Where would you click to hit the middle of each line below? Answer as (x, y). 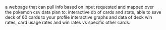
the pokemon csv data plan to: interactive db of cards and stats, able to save (83, 12)
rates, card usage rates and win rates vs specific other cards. (68, 22)
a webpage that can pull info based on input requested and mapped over (80, 7)
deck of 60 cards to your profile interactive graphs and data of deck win (79, 17)
